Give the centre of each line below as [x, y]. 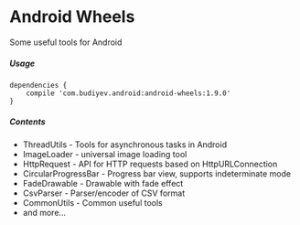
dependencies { [38, 85]
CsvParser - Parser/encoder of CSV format [104, 193]
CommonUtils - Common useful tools [92, 202]
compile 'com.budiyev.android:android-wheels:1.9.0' [129, 93]
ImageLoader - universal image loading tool [105, 154]
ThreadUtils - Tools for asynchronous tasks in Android [124, 145]
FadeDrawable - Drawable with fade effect [103, 183]
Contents [27, 122]
